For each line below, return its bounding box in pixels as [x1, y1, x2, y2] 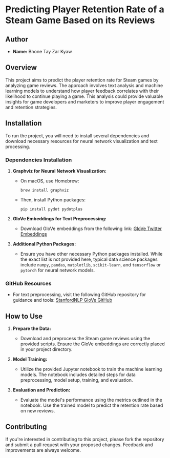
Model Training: [12, 356, 48, 362]
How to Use [5, 311, 43, 321]
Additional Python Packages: [12, 241, 76, 247]
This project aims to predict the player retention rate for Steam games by [5, 77, 159, 83]
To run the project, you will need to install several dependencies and [5, 132, 150, 139]
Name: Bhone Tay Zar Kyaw [12, 49, 72, 54]
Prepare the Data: [12, 325, 51, 331]
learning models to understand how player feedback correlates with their [5, 88, 159, 94]
